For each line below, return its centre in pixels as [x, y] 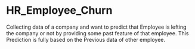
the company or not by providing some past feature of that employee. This [97, 33]
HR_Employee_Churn [59, 10]
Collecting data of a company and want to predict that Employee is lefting [96, 27]
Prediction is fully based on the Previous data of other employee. [86, 39]
